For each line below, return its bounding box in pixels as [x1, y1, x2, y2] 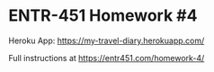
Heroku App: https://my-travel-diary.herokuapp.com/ [8, 35, 205, 46]
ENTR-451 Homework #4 [8, 5, 198, 26]
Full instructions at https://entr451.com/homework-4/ [8, 52, 205, 63]
